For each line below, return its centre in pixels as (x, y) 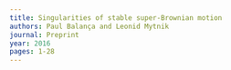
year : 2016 (30, 43)
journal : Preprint (44, 35)
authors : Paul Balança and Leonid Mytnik (89, 26)
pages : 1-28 (32, 52)
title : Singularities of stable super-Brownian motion (116, 18)
